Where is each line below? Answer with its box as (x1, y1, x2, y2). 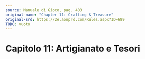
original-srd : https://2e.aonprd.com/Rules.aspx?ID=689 (5, 17, 125, 22)
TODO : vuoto (5, 21, 30, 27)
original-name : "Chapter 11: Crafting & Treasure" (5, 12, 114, 17)
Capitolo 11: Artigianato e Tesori (5, 43, 141, 54)
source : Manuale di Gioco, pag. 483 (5, 7, 82, 13)
